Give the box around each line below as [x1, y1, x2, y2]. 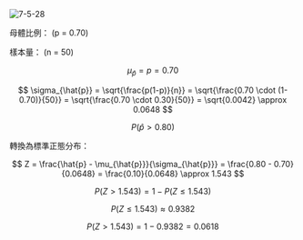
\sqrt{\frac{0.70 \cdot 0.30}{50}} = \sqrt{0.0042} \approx [71, 94, 288, 105]
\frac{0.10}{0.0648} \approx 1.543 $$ [104, 168, 245, 179]
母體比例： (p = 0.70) [9, 27, 89, 38]
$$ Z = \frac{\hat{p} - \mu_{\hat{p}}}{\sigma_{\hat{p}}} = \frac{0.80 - [12, 158, 272, 169]
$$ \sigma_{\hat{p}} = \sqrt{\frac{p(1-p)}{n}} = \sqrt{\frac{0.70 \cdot [17, 85, 276, 95]
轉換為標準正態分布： [9, 140, 89, 151]
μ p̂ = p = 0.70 [126, 65, 179, 77]
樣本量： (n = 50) [9, 46, 75, 57]
